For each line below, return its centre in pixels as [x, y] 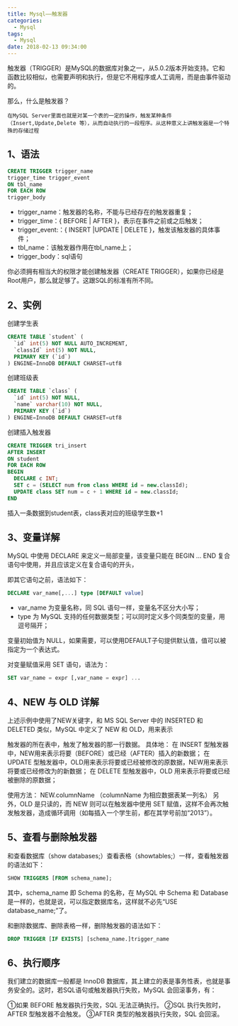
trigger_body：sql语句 [50, 256]
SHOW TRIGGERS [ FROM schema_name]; [60, 878]
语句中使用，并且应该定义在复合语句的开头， [73, 565]
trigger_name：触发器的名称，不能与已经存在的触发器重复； [105, 212]
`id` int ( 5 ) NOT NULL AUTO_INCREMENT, [71, 343]
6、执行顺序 [34, 962]
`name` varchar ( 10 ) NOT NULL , [58, 405]
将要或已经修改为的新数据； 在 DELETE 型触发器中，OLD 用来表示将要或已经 [119, 771]
